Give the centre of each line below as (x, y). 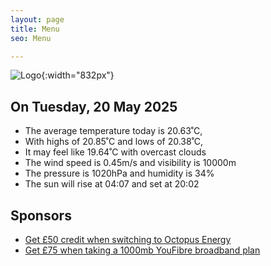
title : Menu (35, 29)
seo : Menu (31, 38)
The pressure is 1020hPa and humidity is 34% (119, 173)
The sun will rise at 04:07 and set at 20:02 (112, 184)
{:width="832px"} (78, 75)
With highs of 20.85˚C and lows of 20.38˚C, (114, 142)
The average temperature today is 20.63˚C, (113, 131)
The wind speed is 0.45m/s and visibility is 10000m (130, 163)
